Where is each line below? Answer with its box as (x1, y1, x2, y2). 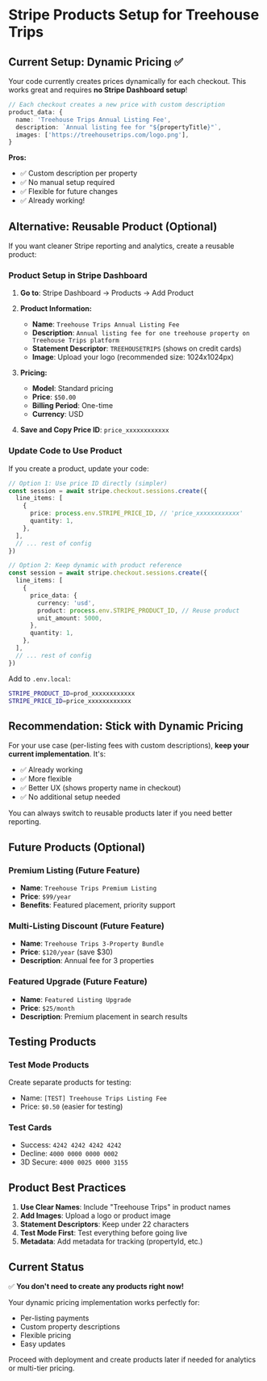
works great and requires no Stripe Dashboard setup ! (8, 85, 188, 95)
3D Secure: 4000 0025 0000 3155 (19, 1157, 129, 1167)
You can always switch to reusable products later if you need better (8, 808, 232, 818)
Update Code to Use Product (8, 445, 123, 457)
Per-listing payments (19, 1313, 90, 1323)
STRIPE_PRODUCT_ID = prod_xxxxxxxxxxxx (8, 689, 136, 697)
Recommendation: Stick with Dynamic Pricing (8, 719, 244, 733)
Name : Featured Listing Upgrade (19, 994, 131, 1004)
